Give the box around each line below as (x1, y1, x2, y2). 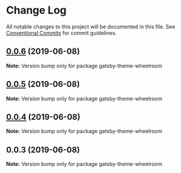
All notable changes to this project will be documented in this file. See (6, 23, 176, 30)
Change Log (6, 4, 67, 17)
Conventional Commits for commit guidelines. (6, 29, 117, 36)
